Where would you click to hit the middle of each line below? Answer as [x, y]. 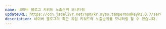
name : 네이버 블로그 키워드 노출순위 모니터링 [45, 10]
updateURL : [16, 14]
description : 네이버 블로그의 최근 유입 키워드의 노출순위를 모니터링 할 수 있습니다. [81, 19]
